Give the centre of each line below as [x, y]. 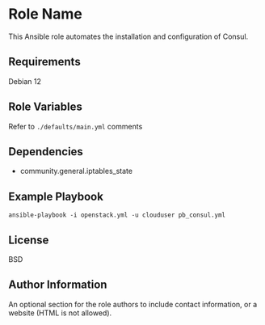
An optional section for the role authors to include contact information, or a [133, 304]
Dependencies [46, 152]
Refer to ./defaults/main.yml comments [76, 126]
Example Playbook [56, 196]
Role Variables [45, 107]
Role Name [45, 14]
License [29, 240]
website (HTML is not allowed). [60, 313]
